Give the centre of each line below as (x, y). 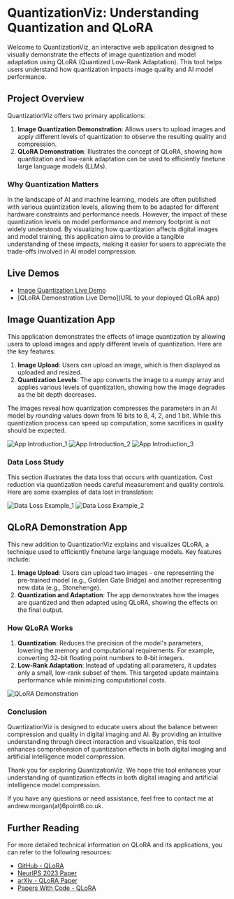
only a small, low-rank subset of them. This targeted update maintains (118, 673)
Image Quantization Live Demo (61, 290)
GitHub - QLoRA (41, 866)
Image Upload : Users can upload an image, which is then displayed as (119, 365)
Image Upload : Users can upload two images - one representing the (116, 572)
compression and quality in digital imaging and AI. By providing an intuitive (115, 734)
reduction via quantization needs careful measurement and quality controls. (116, 484)
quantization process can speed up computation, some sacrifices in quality (115, 423)
